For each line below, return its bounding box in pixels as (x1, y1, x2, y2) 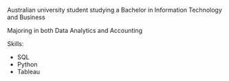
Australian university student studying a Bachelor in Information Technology (7, 6, 222, 14)
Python (17, 60, 38, 68)
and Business (7, 13, 46, 21)
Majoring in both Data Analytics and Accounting (7, 27, 143, 34)
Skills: (7, 40, 24, 47)
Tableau (17, 68, 41, 76)
